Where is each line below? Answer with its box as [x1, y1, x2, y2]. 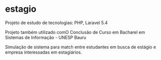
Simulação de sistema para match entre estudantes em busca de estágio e [5, 44, 156, 50]
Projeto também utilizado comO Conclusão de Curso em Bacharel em [5, 29, 146, 35]
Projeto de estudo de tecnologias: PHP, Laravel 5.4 [5, 20, 108, 26]
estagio [5, 3, 37, 15]
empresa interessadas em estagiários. [5, 49, 82, 55]
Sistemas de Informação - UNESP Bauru [5, 34, 87, 40]
